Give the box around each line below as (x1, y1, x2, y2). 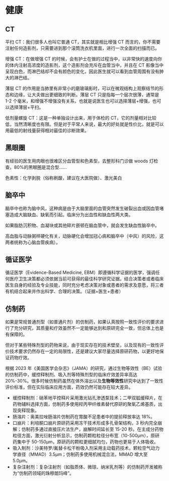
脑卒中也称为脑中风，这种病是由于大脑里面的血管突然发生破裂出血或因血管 (5, 205, 159, 211)
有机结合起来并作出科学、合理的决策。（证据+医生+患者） (5, 288, 124, 295)
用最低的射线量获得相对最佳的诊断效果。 (5, 128, 89, 133)
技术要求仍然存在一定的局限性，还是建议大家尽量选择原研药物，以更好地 (9, 348, 159, 354)
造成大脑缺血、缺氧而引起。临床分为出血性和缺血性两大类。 (9, 212, 133, 218)
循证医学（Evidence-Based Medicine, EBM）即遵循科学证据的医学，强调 (5, 269, 156, 275)
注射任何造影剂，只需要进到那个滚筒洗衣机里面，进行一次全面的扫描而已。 (5, 45, 159, 51)
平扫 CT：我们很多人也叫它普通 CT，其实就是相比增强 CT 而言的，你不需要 (5, 39, 161, 45)
